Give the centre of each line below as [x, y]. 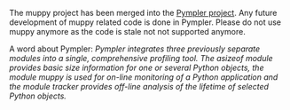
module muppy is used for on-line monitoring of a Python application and [144, 77]
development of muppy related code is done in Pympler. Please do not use [145, 22]
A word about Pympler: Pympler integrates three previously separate [135, 49]
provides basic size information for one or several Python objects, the [137, 67]
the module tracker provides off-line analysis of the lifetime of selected [139, 86]
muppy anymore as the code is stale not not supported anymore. [127, 31]
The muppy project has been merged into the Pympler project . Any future [143, 13]
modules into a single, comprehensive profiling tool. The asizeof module [141, 58]
